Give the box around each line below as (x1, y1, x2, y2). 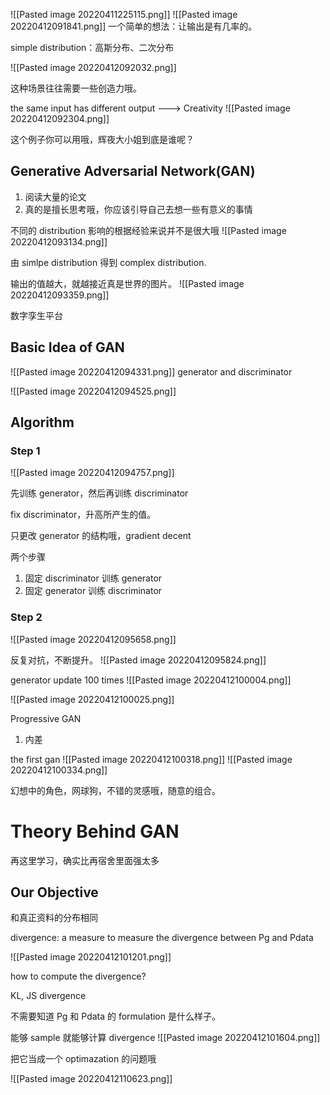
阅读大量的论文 (24, 190, 87, 203)
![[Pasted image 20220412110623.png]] (10, 1073, 173, 1085)
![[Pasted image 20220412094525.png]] (10, 385, 177, 397)
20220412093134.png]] (10, 235, 108, 248)
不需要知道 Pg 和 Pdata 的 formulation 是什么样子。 (10, 1010, 221, 1023)
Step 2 (10, 610, 43, 624)
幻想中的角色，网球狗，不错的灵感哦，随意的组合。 (10, 784, 221, 796)
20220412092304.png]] (10, 113, 110, 124)
